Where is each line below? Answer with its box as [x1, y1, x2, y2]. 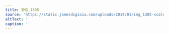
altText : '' [5, 16, 30, 21]
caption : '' [5, 21, 30, 26]
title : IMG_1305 [5, 7, 39, 12]
